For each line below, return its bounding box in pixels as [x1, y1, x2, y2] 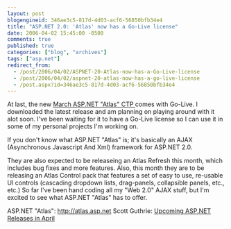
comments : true [7, 36, 51, 43]
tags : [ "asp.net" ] [7, 56, 60, 62]
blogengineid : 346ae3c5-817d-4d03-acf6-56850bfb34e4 [7, 17, 163, 24]
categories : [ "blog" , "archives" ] [7, 49, 108, 56]
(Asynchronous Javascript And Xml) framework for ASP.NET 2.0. [7, 143, 193, 151]
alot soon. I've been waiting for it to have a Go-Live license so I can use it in [7, 115, 223, 124]
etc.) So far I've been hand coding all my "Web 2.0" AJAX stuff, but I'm [7, 186, 209, 194]
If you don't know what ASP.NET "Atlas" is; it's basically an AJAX [7, 136, 193, 144]
